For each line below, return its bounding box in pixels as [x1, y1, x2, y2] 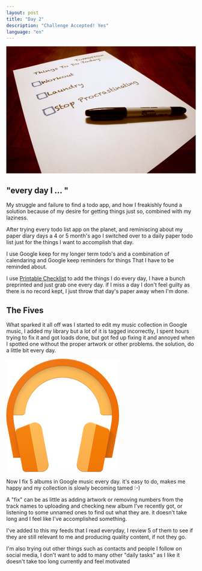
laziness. [6, 214, 28, 221]
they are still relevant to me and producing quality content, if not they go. [6, 534, 186, 541]
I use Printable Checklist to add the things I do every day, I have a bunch [6, 275, 185, 282]
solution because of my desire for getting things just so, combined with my [6, 208, 191, 215]
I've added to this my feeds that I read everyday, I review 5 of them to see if [6, 527, 194, 534]
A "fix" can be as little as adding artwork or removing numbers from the [6, 496, 183, 503]
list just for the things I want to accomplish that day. [6, 239, 134, 246]
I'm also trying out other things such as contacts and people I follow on [6, 545, 182, 552]
